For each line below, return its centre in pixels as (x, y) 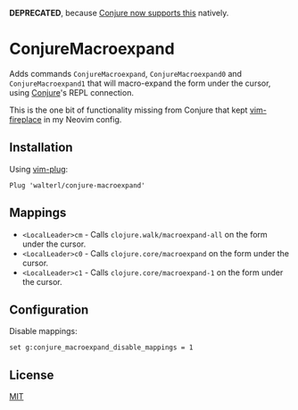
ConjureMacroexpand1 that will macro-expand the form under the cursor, (140, 83)
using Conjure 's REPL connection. (71, 92)
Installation (41, 148)
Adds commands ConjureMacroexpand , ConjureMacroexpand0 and (126, 73)
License (32, 375)
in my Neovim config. (83, 119)
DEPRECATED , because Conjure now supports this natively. (119, 13)
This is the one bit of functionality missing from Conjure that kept (128, 110)
